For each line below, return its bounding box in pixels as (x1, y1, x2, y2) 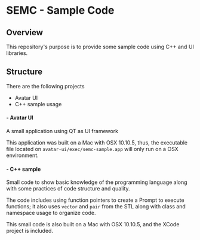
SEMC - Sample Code (6, 4, 115, 17)
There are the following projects (6, 82, 85, 90)
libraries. (6, 50, 28, 57)
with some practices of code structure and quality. (6, 185, 130, 192)
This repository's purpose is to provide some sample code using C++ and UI (6, 43, 194, 50)
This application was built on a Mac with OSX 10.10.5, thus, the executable (6, 139, 188, 146)
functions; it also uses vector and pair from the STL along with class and (6, 203, 186, 210)
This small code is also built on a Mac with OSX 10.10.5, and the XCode (6, 221, 180, 228)
